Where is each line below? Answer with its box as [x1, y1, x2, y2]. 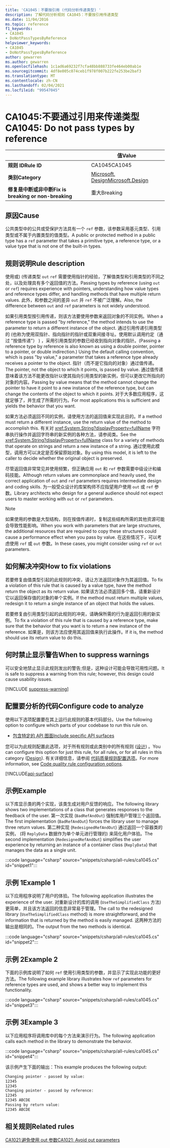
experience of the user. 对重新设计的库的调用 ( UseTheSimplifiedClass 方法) [5, 899, 161, 906]
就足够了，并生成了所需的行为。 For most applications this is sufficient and [5, 397, 160, 403]
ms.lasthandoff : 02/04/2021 [5, 83, 65, 88]
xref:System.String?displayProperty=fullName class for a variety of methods [5, 437, 164, 443]
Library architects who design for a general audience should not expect [14, 490, 163, 496]
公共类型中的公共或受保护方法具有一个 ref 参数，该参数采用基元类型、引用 [5, 226, 161, 232]
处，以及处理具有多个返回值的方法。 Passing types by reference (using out [5, 280, 160, 286]
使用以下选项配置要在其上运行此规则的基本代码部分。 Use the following [5, 716, 153, 722]
